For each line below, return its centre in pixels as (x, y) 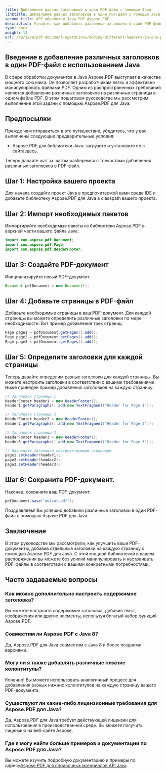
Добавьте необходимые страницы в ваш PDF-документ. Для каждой (78, 313)
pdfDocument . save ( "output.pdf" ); (40, 501)
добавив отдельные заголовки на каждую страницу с (88, 548)
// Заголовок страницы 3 (31, 432)
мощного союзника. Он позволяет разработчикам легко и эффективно (80, 82)
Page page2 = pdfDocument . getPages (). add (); (52, 337)
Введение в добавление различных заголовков (82, 57)
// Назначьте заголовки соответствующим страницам (58, 451)
